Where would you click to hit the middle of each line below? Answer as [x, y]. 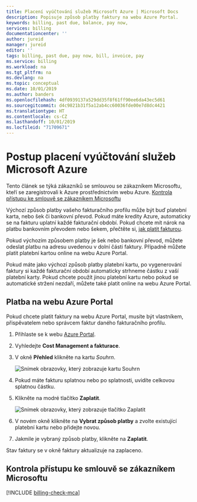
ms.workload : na [26, 67]
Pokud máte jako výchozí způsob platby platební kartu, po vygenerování [94, 264]
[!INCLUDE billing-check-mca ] [43, 493]
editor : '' [20, 50]
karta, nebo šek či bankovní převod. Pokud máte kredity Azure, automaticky [98, 216]
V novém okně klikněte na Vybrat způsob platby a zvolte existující [96, 421]
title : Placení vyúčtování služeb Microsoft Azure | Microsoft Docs [92, 12]
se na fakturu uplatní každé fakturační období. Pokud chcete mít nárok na [96, 223]
